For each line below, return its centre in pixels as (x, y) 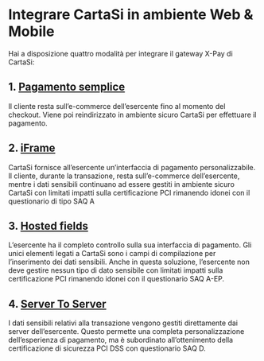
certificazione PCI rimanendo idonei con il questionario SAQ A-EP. (116, 279)
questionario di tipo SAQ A (52, 201)
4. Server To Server (57, 304)
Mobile (31, 31)
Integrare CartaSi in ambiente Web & (131, 15)
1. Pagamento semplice (67, 87)
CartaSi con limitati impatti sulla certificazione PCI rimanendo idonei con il (129, 192)
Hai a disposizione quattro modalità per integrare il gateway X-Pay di (120, 53)
